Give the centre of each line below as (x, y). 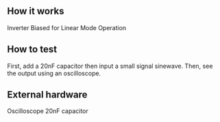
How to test (32, 50)
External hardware (47, 95)
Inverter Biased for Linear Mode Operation (67, 27)
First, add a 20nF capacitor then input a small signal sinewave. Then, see (110, 66)
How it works (36, 11)
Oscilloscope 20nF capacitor (48, 111)
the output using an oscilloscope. (54, 73)
